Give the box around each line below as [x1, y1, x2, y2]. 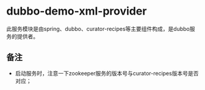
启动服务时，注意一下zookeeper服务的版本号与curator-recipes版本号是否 [15, 69, 199, 77]
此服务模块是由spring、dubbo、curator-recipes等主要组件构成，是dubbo [6, 25, 190, 32]
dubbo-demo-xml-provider [6, 4, 147, 18]
